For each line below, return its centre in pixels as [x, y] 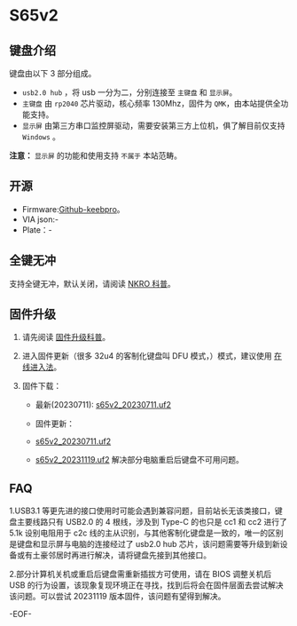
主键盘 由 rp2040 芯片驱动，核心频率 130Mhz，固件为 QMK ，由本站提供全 [151, 103]
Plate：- [37, 230]
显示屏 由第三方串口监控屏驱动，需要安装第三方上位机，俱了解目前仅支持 [153, 126]
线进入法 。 [42, 367]
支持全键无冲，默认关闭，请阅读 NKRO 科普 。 [92, 283]
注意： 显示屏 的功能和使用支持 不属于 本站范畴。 [96, 155]
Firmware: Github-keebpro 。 [74, 209]
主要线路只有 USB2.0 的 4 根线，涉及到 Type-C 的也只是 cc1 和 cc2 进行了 [152, 522]
